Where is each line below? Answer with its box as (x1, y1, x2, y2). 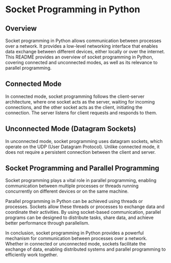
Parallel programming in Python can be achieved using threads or (5, 198, 143, 205)
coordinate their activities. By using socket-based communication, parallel (5, 209, 161, 215)
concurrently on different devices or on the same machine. (5, 188, 129, 194)
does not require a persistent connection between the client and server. (5, 149, 156, 155)
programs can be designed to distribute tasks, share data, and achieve (5, 214, 154, 221)
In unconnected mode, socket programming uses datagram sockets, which (5, 138, 163, 144)
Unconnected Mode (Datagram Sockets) (5, 125, 136, 133)
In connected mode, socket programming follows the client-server (5, 93, 144, 99)
